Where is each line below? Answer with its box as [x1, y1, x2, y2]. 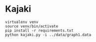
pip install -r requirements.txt [5, 28, 74, 33]
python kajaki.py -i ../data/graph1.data [5, 32, 92, 37]
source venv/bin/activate [5, 23, 58, 29]
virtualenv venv [5, 20, 38, 24]
